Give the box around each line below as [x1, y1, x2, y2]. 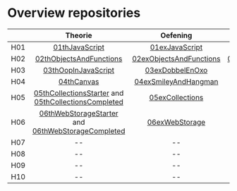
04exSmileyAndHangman [133, 76, 219, 86]
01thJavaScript [52, 42, 104, 52]
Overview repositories [7, 5, 141, 21]
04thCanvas [58, 76, 99, 86]
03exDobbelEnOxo [145, 65, 208, 75]
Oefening [160, 30, 193, 40]
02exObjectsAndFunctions [131, 54, 221, 63]
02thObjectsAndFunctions [35, 54, 123, 63]
